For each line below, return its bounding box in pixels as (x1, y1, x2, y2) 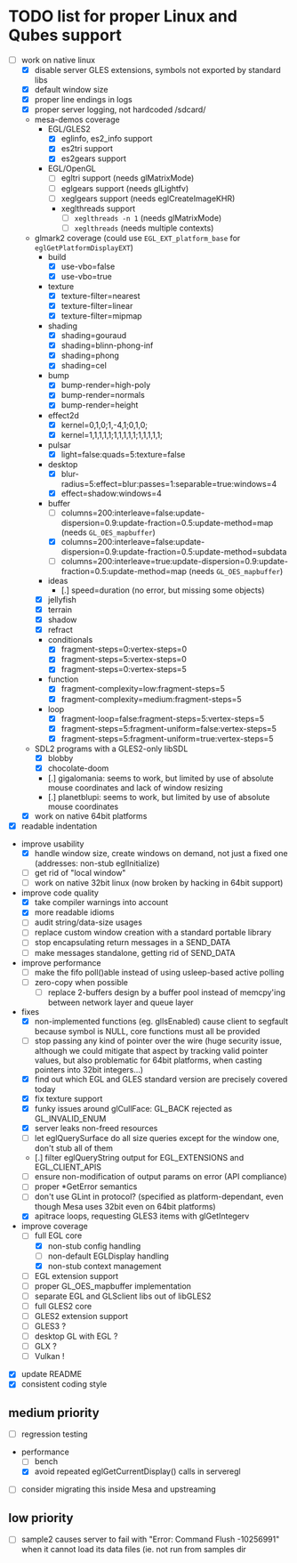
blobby (47, 752, 74, 763)
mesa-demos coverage (34, 114, 121, 126)
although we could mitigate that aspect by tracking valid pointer (34, 1045, 269, 1056)
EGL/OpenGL (47, 163, 97, 174)
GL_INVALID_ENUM (34, 1114, 107, 1124)
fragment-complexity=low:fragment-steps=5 (60, 684, 226, 694)
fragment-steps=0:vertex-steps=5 (60, 664, 188, 675)
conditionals (47, 635, 93, 645)
